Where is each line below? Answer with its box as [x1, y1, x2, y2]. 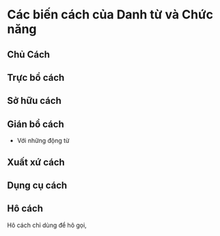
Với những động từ [16, 137, 70, 145]
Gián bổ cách [7, 118, 64, 130]
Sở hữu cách [7, 95, 61, 107]
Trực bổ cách [7, 72, 65, 83]
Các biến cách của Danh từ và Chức [7, 7, 214, 23]
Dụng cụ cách [7, 179, 68, 191]
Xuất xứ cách [7, 156, 65, 168]
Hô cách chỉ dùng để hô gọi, [7, 221, 87, 229]
